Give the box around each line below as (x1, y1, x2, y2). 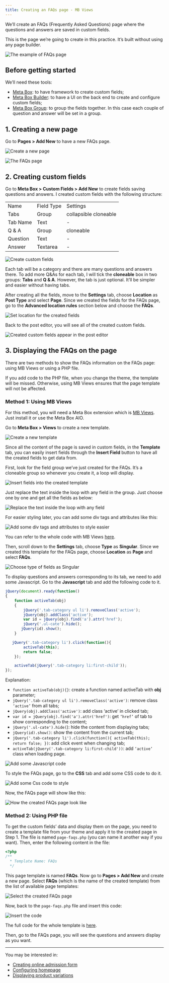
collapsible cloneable (66, 211, 117, 218)
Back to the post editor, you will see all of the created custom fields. (5, 322, 146, 328)
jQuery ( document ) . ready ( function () (5, 589, 80, 594)
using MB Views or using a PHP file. (5, 365, 79, 371)
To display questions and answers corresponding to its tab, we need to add (5, 574, 161, 580)
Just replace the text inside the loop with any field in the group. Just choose (5, 489, 162, 496)
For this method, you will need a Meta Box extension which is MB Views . (5, 410, 155, 416)
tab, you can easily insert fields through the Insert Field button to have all (5, 449, 157, 456)
